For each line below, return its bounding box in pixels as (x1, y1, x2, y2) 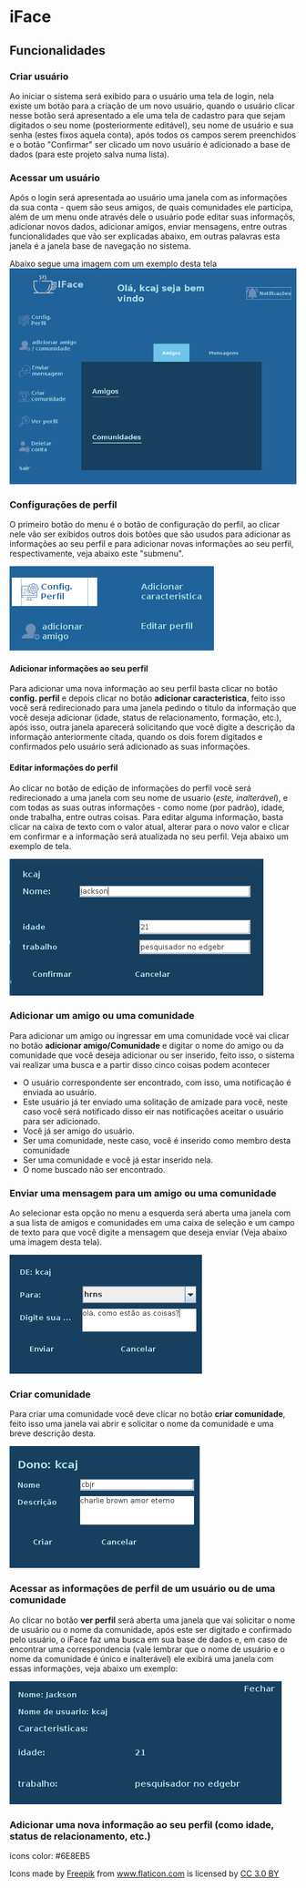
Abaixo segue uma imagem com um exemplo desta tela (9, 258, 217, 270)
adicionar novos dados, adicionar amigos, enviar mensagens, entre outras (9, 221, 288, 232)
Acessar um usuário (9, 171, 100, 184)
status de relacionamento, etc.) (9, 1830, 151, 1842)
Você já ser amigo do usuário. (22, 1125, 135, 1136)
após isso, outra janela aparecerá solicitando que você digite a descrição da (9, 722, 296, 733)
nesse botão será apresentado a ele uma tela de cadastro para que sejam (9, 109, 286, 120)
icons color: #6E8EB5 (9, 1850, 91, 1861)
